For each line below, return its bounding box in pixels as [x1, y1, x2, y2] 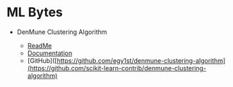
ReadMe [27, 41, 52, 50]
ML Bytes [6, 4, 63, 21]
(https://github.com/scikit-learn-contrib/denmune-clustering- [27, 64, 206, 72]
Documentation [27, 49, 73, 57]
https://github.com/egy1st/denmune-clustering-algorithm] [56, 56, 226, 64]
